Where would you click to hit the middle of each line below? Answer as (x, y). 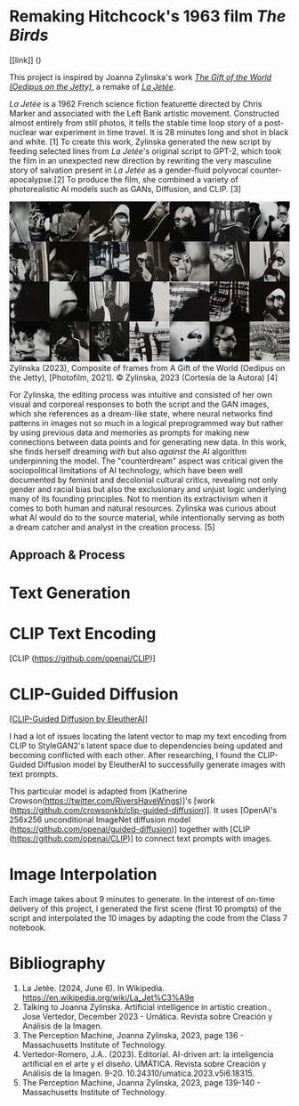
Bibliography (57, 964)
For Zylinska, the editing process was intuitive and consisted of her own (141, 394)
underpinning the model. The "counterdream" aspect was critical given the (146, 461)
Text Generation (70, 593)
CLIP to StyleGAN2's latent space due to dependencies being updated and (146, 746)
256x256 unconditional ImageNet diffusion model (100, 819)
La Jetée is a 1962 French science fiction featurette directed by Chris (136, 103)
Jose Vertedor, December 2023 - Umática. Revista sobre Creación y (147, 1016)
